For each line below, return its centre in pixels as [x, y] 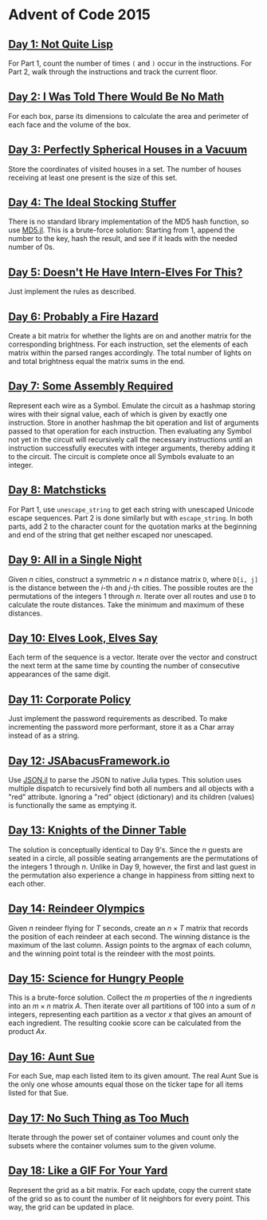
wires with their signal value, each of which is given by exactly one [118, 414]
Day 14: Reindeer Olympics [77, 909]
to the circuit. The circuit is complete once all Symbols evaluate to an [122, 456]
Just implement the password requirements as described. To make [118, 719]
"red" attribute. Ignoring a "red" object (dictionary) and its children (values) [132, 797]
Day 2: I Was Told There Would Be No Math [116, 97]
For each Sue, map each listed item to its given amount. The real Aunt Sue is [133, 1076]
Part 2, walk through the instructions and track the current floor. [113, 72]
